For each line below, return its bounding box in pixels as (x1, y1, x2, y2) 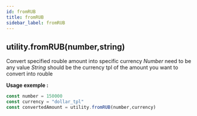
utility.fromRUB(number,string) (6, 42, 125, 52)
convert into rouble (6, 70, 53, 77)
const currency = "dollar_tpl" (6, 99, 84, 105)
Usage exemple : (6, 81, 49, 89)
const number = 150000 (6, 93, 63, 99)
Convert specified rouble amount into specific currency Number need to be (6, 58, 192, 65)
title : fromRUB (6, 14, 44, 20)
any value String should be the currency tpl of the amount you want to (6, 64, 178, 71)
